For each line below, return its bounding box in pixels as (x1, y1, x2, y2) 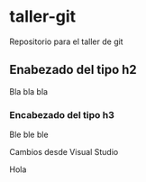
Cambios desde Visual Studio (9, 147, 119, 158)
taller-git (9, 6, 77, 27)
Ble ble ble (9, 129, 49, 141)
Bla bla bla (9, 86, 48, 96)
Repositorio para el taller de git (9, 36, 123, 47)
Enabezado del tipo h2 (9, 62, 137, 77)
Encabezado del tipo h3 (9, 108, 114, 121)
